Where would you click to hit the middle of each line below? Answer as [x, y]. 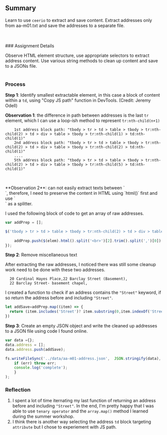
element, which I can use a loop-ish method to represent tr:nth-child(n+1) [83, 121]
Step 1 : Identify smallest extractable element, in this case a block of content [83, 95]
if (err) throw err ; [35, 363]
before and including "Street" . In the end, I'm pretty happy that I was [83, 406]
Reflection [18, 390]
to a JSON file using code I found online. [46, 331]
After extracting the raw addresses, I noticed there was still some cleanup [81, 265]
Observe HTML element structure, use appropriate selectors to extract [77, 55]
